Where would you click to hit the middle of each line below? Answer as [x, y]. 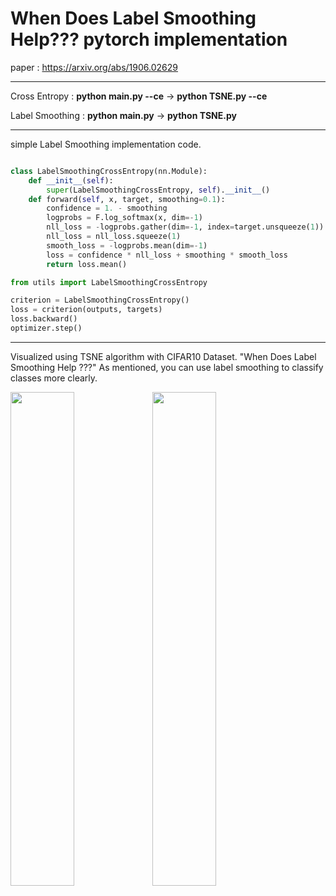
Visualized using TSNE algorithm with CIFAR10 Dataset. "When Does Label [163, 356]
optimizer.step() [46, 328]
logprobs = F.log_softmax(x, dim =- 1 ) [124, 218]
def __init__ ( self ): [71, 180]
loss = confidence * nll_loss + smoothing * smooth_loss [167, 255]
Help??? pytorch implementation [149, 39]
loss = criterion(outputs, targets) [86, 310]
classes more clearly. [54, 378]
